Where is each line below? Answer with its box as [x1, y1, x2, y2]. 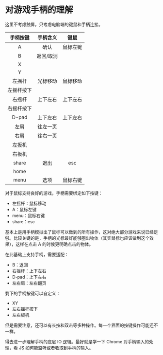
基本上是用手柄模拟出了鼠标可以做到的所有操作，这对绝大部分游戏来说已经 [5, 229, 154, 235]
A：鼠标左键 [12, 206, 37, 212]
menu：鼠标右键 [12, 213, 45, 218]
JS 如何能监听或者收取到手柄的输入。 [18, 345, 94, 351]
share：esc [12, 218, 35, 224]
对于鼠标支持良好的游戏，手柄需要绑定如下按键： [5, 190, 103, 196]
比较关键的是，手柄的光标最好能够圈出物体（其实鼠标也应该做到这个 [13, 235, 149, 241]
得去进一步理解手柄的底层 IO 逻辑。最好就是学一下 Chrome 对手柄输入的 [5, 338, 149, 344]
